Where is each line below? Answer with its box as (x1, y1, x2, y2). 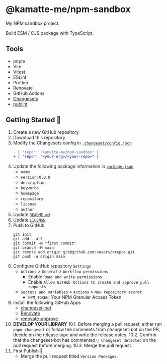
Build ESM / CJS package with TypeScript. (6, 30, 94, 36)
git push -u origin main (13, 254, 65, 259)
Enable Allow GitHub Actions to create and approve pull (28, 279, 150, 285)
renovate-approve (20, 316, 58, 322)
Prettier (13, 79, 29, 85)
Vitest (13, 69, 26, 75)
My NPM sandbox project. (6, 20, 60, 26)
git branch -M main (13, 245, 54, 250)
